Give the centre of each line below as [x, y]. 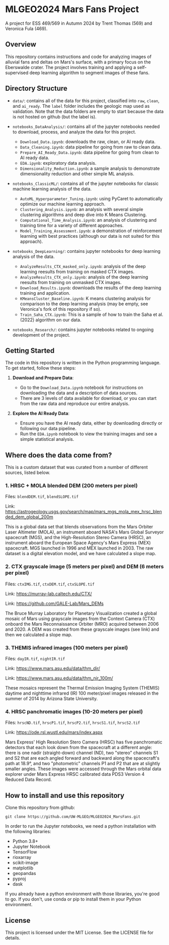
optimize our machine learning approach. [63, 204]
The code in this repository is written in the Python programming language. [83, 363]
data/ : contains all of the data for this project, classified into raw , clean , [86, 100]
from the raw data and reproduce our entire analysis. [75, 403]
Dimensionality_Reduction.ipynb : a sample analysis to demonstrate [90, 168]
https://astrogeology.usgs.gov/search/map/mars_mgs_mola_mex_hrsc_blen [84, 512]
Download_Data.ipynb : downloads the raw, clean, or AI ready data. [88, 142]
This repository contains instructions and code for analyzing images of [78, 56]
